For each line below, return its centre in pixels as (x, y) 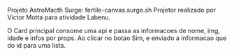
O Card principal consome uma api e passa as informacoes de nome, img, (114, 31)
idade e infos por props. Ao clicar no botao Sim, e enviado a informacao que (117, 38)
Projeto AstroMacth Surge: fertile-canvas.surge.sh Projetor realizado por (112, 10)
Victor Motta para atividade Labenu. (59, 17)
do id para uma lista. (37, 45)
